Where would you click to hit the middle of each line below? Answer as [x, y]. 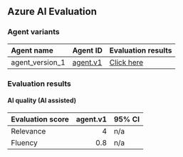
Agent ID [88, 50]
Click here [126, 62]
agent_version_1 [38, 62]
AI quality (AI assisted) [42, 101]
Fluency [24, 143]
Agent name [32, 50]
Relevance [28, 131]
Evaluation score [40, 119]
